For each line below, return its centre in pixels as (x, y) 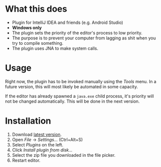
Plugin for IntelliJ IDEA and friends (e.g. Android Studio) (68, 22)
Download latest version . (37, 134)
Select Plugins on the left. (38, 145)
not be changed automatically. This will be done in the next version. (72, 101)
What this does (36, 9)
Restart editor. (26, 160)
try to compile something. (38, 43)
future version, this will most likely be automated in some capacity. (72, 87)
